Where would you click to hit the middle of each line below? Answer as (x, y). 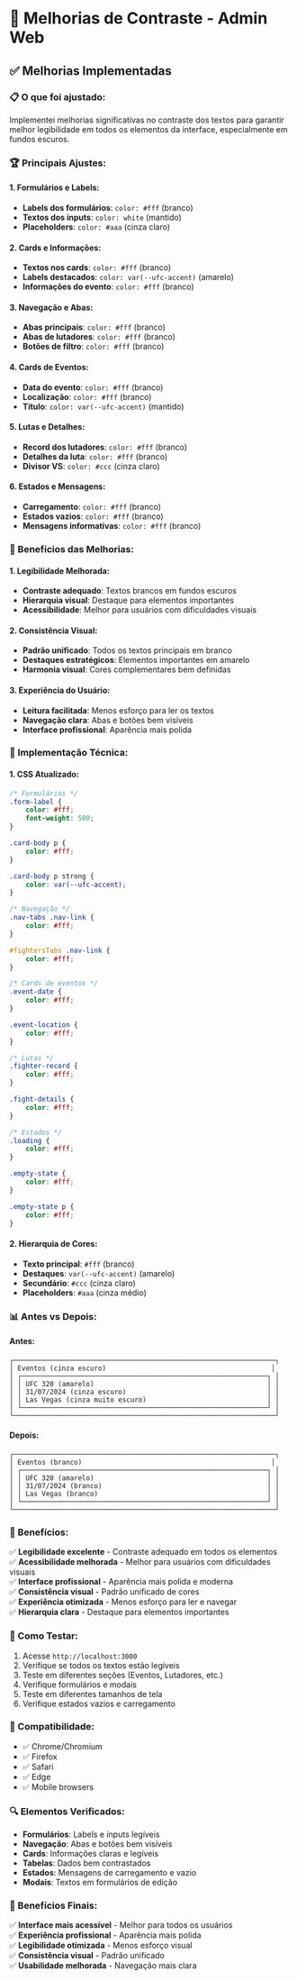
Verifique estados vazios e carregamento (99, 1703)
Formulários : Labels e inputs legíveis (91, 1835)
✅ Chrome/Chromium (63, 1746)
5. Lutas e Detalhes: (47, 427)
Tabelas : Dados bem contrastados (86, 1863)
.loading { (30, 1140)
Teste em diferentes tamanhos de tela (92, 1694)
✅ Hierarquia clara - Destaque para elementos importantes (119, 1612)
